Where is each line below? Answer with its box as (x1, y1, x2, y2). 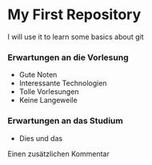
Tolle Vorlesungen (18, 87, 79, 96)
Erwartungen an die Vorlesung (7, 52, 129, 63)
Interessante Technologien (18, 78, 107, 88)
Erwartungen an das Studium (7, 116, 123, 127)
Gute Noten (18, 70, 58, 80)
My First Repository (7, 6, 142, 24)
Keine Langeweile (18, 96, 78, 105)
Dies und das (18, 133, 63, 143)
